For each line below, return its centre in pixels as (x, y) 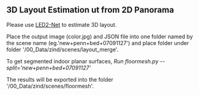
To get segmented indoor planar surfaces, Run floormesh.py (82, 61)
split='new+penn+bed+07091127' (49, 68)
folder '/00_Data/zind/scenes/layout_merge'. (62, 49)
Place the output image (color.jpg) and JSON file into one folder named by (100, 37)
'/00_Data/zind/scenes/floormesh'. (50, 86)
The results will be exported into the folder (60, 79)
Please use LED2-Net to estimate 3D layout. (62, 24)
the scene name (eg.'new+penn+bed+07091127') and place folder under (98, 43)
